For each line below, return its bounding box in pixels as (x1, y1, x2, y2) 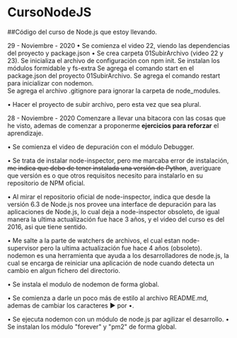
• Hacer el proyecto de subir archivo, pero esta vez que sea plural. (7, 100, 202, 108)
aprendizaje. (7, 129, 44, 137)
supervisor (7, 243, 39, 252)
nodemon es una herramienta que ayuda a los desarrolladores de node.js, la (7, 251, 229, 260)
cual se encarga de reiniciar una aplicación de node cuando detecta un (7, 259, 214, 267)
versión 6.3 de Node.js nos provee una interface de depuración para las (7, 199, 217, 209)
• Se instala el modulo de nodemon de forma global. (7, 280, 160, 289)
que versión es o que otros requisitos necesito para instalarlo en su (7, 171, 204, 180)
